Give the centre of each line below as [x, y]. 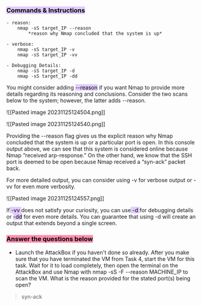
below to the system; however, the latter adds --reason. [76, 101]
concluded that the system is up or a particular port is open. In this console [101, 143]
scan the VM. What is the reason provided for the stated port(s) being [103, 278]
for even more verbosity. [45, 187]
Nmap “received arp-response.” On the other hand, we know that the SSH [99, 155]
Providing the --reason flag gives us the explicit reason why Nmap [90, 136]
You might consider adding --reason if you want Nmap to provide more [96, 88]
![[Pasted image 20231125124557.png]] [56, 199]
